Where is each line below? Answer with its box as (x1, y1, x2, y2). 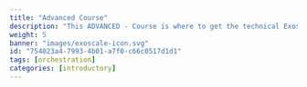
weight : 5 (9, 30, 48, 39)
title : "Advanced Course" (9, 13, 108, 23)
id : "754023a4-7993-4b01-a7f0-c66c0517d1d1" (9, 47, 182, 56)
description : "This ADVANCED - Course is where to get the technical (9, 22, 281, 31)
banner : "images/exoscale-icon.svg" (9, 38, 149, 48)
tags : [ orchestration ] (9, 55, 96, 64)
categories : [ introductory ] (9, 64, 117, 73)
